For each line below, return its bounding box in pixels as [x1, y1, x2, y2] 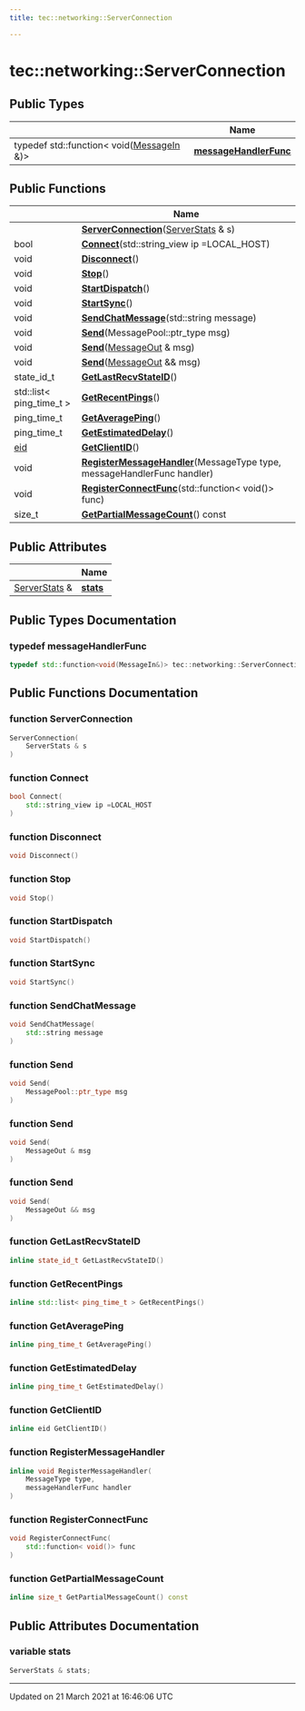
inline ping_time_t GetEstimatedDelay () [9, 1382, 165, 1391]
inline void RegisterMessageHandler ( [9, 1467, 152, 1476]
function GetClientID [9, 1404, 103, 1417]
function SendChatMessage [9, 999, 136, 1011]
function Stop [9, 873, 71, 886]
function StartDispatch [9, 915, 113, 928]
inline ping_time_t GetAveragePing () [9, 1340, 152, 1349]
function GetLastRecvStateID [9, 1235, 141, 1248]
